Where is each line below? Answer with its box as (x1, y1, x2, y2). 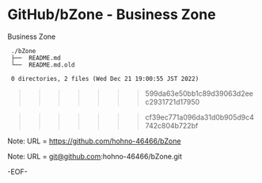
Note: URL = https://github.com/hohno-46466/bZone (7, 136, 181, 146)
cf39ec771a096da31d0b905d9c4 (145, 112, 254, 122)
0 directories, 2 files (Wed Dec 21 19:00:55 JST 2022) (10, 74, 199, 82)
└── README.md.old (10, 61, 76, 69)
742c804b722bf (145, 120, 199, 130)
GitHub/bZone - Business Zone (7, 6, 216, 24)
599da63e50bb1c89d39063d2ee (145, 89, 254, 98)
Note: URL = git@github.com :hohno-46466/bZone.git (7, 151, 183, 161)
